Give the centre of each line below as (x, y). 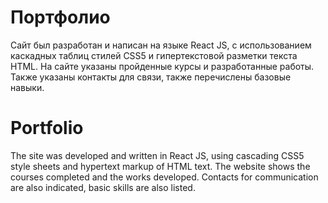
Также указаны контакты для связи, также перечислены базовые (151, 77)
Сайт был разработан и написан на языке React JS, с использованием (161, 45)
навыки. (27, 87)
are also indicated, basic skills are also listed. (103, 187)
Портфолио (60, 17)
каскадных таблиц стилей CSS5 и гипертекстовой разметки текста (154, 55)
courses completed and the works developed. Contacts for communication (164, 177)
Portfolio (47, 128)
